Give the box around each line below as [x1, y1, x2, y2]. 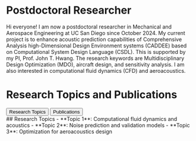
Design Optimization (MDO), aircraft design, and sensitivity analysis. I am [6, 60, 185, 68]
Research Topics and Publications [6, 88, 178, 101]
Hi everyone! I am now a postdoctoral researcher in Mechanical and [6, 23, 172, 30]
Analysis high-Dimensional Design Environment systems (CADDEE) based [6, 42, 187, 49]
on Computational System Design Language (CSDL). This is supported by [6, 48, 186, 55]
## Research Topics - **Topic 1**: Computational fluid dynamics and [6, 115, 178, 122]
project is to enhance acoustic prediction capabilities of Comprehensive [6, 36, 182, 43]
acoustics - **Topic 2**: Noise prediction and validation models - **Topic [6, 121, 190, 129]
